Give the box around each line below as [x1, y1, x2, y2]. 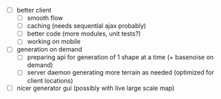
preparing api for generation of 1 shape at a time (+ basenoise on [26, 53, 214, 61]
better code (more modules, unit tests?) [26, 29, 141, 38]
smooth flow [26, 14, 63, 22]
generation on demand [16, 45, 82, 54]
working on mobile [26, 38, 81, 46]
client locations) [26, 76, 74, 84]
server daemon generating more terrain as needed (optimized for [26, 68, 214, 77]
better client [16, 6, 52, 14]
